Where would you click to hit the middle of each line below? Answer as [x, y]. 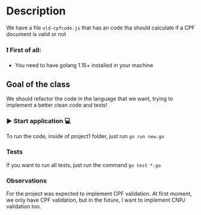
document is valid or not [36, 34]
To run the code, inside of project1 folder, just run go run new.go [85, 136]
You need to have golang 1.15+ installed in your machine [84, 65]
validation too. [24, 206]
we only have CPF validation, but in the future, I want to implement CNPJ [96, 200]
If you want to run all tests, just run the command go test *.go [83, 165]
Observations [26, 180]
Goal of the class [38, 84]
